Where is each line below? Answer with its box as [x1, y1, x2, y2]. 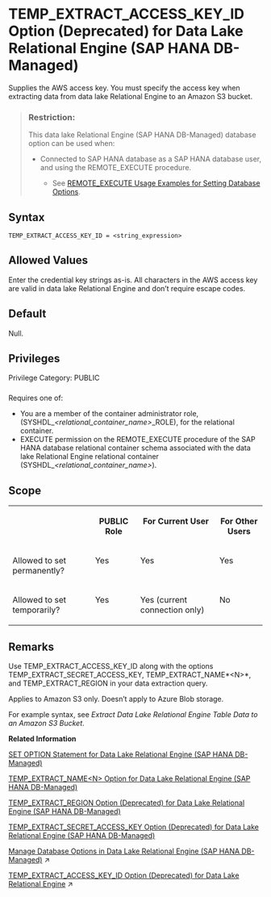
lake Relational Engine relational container [19, 452, 160, 461]
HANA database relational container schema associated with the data [19, 443, 252, 453]
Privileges [8, 352, 60, 365]
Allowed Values [8, 253, 89, 267]
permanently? [12, 565, 65, 577]
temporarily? [12, 604, 60, 615]
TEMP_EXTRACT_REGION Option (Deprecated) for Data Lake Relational [8, 798, 245, 807]
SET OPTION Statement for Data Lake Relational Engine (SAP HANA [8, 749, 234, 759]
